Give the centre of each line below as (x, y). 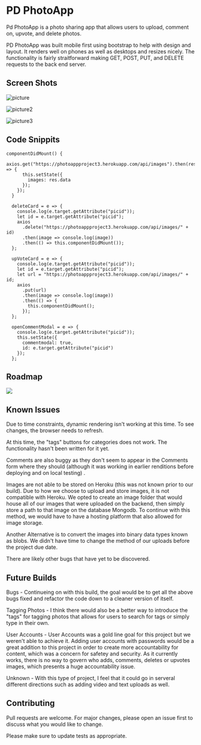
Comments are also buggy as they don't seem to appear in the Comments (97, 460)
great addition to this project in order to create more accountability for (92, 647)
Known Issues (33, 410)
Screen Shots (32, 83)
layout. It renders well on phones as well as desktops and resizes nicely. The (100, 51)
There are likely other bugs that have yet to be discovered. (78, 559)
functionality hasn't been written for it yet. (58, 448)
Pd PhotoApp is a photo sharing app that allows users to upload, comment (98, 27)
